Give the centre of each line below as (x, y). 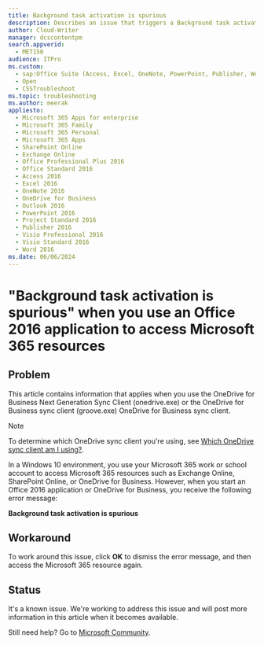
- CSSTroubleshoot (46, 88)
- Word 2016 (35, 249)
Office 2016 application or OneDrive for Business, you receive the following (130, 489)
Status (25, 590)
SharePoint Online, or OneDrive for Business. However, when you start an (127, 481)
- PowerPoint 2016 (46, 213)
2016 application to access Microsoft (132, 329)
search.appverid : (37, 45)
